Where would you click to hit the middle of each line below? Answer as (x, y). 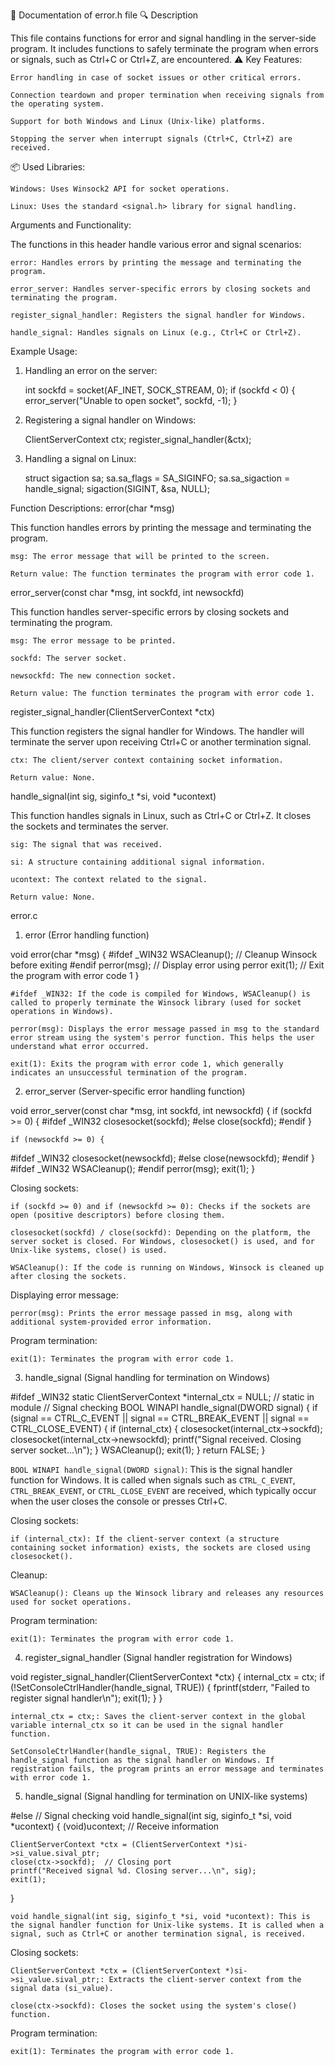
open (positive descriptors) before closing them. (118, 1215)
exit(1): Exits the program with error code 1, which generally (147, 1064)
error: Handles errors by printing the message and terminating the (156, 263)
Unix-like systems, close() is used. (89, 1250)
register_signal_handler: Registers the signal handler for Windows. (158, 315)
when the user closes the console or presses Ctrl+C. (119, 1501)
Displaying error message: (64, 1295)
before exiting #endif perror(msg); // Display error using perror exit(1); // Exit (167, 965)
